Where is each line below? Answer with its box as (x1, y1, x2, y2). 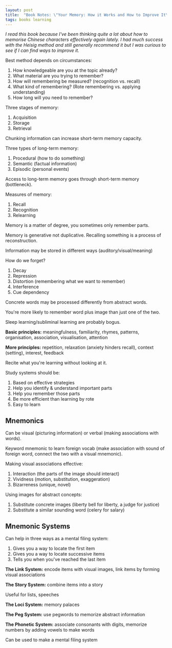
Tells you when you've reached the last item (12, 556, 106, 562)
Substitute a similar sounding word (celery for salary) (12, 507, 125, 513)
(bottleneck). (5, 182, 33, 188)
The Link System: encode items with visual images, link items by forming (5, 566, 160, 572)
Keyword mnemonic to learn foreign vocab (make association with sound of (5, 445, 165, 451)
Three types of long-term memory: (5, 145, 79, 151)
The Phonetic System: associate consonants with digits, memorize (5, 621, 147, 627)
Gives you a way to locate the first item (12, 545, 95, 552)
